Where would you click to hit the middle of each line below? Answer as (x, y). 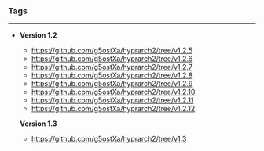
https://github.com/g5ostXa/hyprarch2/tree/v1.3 (109, 139)
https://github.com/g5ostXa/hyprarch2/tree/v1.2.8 (112, 75)
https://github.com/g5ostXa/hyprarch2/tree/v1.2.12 (113, 109)
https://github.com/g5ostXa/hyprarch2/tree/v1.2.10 (113, 92)
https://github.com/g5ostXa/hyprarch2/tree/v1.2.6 (112, 59)
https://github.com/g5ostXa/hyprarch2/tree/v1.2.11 (112, 100)
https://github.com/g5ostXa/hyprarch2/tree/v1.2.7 (112, 67)
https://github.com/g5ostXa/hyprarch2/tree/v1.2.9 (112, 84)
